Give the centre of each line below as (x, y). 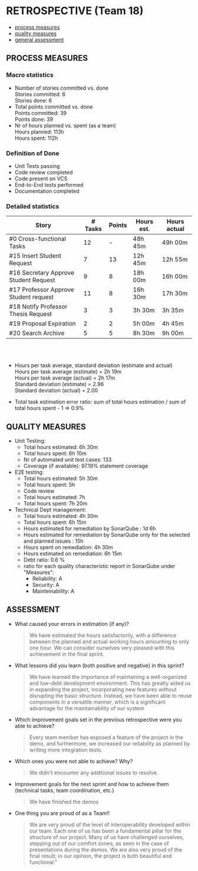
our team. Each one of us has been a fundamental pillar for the (105, 831)
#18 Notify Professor (38, 306)
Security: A (46, 585)
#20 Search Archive (37, 333)
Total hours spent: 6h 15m (55, 522)
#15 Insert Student (35, 256)
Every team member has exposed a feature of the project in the (106, 737)
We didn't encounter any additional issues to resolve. (94, 773)
